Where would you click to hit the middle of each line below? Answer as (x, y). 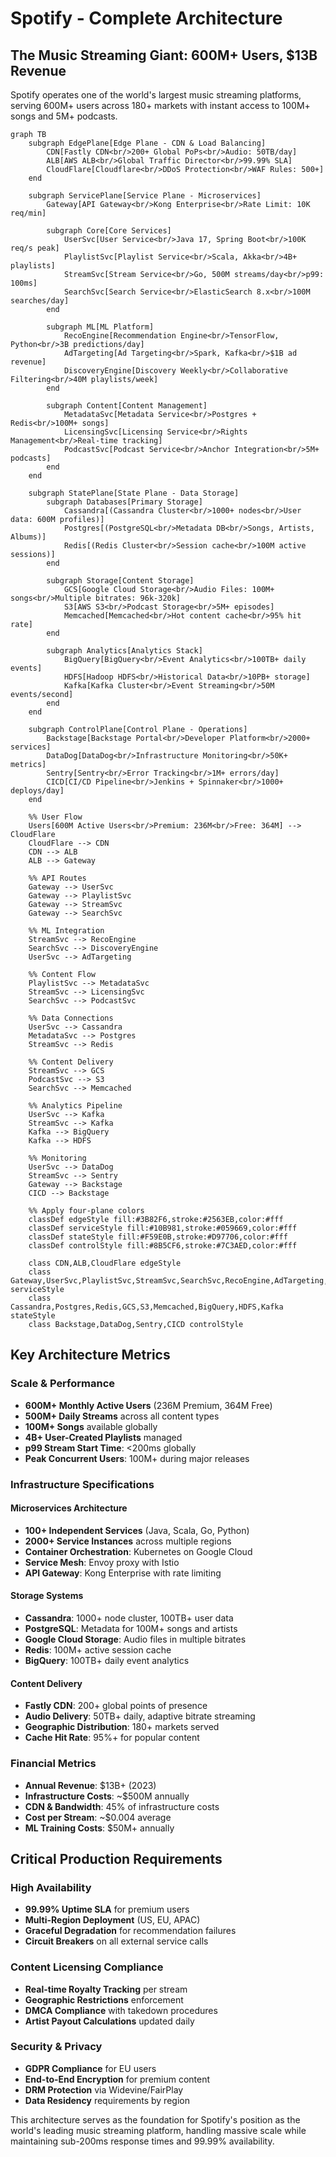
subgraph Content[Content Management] (127, 406)
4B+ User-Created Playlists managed (103, 1437)
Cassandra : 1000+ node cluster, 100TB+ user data (129, 1618)
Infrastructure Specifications (82, 1484)
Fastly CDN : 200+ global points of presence (116, 1706)
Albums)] (28, 537)
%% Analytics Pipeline (75, 1106)
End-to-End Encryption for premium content (117, 2079)
